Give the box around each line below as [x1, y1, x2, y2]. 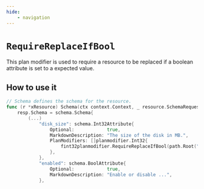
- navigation [17, 15, 50, 21]
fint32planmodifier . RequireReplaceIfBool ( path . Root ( [60, 144, 197, 150]
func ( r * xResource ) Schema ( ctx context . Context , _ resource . [6, 104, 167, 110]
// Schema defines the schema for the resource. [6, 98, 132, 105]
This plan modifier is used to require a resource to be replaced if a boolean [6, 58, 193, 65]
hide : [6, 8, 20, 15]
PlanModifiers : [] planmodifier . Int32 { [49, 138, 148, 144]
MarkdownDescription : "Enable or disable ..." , [49, 171, 172, 177]
